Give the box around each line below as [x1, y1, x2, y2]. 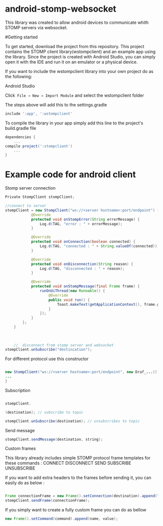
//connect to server [5, 203, 47, 208]
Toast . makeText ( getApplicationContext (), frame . [57, 302, 158, 307]
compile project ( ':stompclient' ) [5, 143, 73, 149]
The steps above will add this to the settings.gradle [5, 102, 107, 107]
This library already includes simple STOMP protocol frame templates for [5, 455, 151, 461]
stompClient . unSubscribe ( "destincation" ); [5, 347, 92, 352]
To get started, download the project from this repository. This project [5, 43, 145, 49]
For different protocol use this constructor [5, 356, 89, 362]
